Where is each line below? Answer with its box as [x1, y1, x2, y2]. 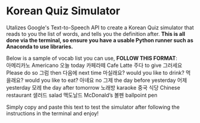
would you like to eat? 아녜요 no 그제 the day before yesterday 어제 [24, 76, 187, 84]
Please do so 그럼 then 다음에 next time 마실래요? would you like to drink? [6, 69, 185, 76]
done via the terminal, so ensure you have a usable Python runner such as [6, 36, 194, 44]
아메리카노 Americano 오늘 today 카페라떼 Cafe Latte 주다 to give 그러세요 [6, 61, 183, 69]
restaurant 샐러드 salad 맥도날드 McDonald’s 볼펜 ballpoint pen [6, 91, 158, 99]
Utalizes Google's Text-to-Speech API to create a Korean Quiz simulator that [6, 24, 194, 31]
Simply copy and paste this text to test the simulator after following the [6, 103, 180, 110]
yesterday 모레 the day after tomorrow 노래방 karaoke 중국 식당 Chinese [6, 84, 180, 91]
